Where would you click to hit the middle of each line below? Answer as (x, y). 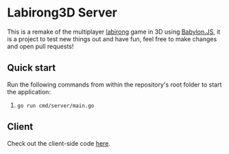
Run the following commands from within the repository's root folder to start (114, 85)
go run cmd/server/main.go (56, 106)
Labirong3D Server (62, 13)
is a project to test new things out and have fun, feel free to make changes (112, 38)
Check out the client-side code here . (59, 143)
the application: (29, 91)
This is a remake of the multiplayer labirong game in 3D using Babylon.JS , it (114, 32)
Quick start (32, 68)
